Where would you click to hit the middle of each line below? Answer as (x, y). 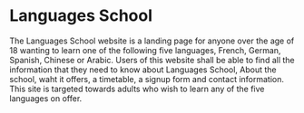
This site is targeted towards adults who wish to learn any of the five (137, 89)
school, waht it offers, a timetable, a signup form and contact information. (147, 79)
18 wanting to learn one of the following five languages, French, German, (145, 50)
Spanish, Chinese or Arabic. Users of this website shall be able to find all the (152, 60)
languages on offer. (46, 98)
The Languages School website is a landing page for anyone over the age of (152, 41)
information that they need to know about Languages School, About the (143, 70)
